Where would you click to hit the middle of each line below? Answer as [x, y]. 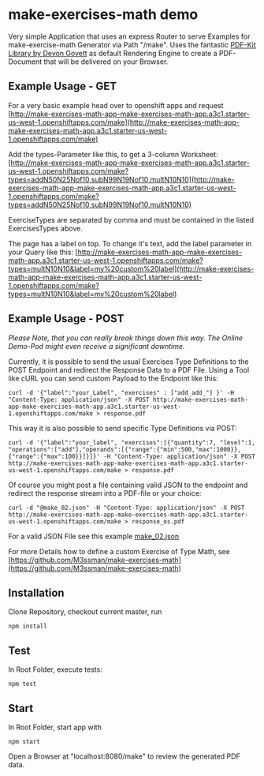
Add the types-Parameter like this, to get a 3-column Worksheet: [113, 154]
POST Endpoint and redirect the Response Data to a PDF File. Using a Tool [129, 369]
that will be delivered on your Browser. [106, 62]
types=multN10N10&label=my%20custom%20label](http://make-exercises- [131, 268]
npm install [28, 626]
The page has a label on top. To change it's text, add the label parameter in [130, 243]
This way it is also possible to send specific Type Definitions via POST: [123, 428]
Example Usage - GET [63, 86]
